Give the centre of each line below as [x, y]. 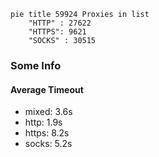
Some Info [36, 65]
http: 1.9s [43, 122]
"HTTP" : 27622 [60, 23]
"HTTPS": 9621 [57, 32]
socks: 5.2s [48, 144]
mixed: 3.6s [48, 112]
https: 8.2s [47, 133]
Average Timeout [47, 89]
